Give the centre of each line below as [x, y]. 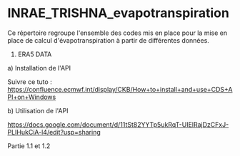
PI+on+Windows [32, 97]
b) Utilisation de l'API [38, 110]
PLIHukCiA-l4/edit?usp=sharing [54, 132]
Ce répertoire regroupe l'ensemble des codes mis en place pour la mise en [117, 33]
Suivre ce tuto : [30, 82]
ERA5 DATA [35, 54]
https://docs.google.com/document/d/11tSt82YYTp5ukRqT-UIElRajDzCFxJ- [118, 124]
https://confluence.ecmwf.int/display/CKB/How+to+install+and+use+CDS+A [120, 89]
